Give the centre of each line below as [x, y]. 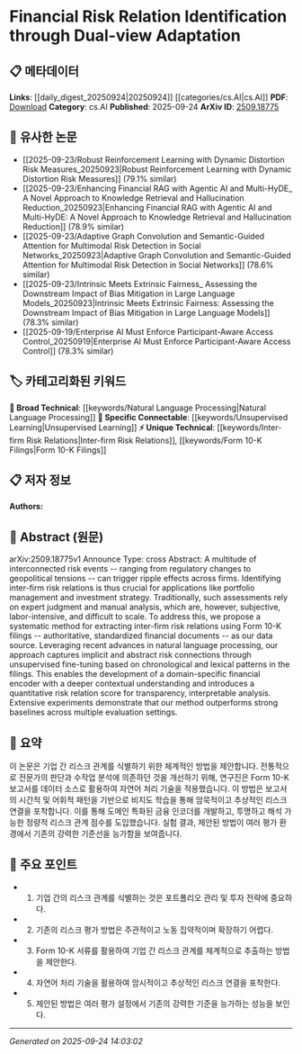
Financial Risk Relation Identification [148, 17]
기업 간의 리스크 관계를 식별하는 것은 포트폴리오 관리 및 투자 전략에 [152, 897]
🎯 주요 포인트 [44, 865]
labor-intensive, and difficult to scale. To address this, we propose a [135, 617]
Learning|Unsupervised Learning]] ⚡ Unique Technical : [112, 427]
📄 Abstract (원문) [57, 537]
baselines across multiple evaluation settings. [93, 712]
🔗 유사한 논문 [44, 137]
